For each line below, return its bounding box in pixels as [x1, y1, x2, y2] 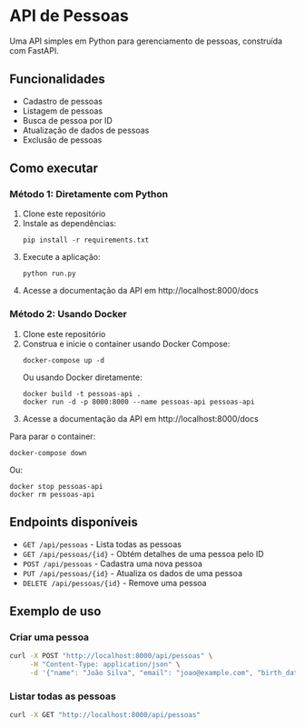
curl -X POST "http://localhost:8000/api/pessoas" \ [9, 652, 213, 661]
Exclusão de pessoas [22, 134, 103, 145]
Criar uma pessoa [9, 631, 89, 643]
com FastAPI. [9, 45, 59, 55]
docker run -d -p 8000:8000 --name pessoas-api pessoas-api [22, 397, 255, 406]
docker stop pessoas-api [9, 482, 103, 491]
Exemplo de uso [9, 603, 102, 619]
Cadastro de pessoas [22, 95, 103, 106]
